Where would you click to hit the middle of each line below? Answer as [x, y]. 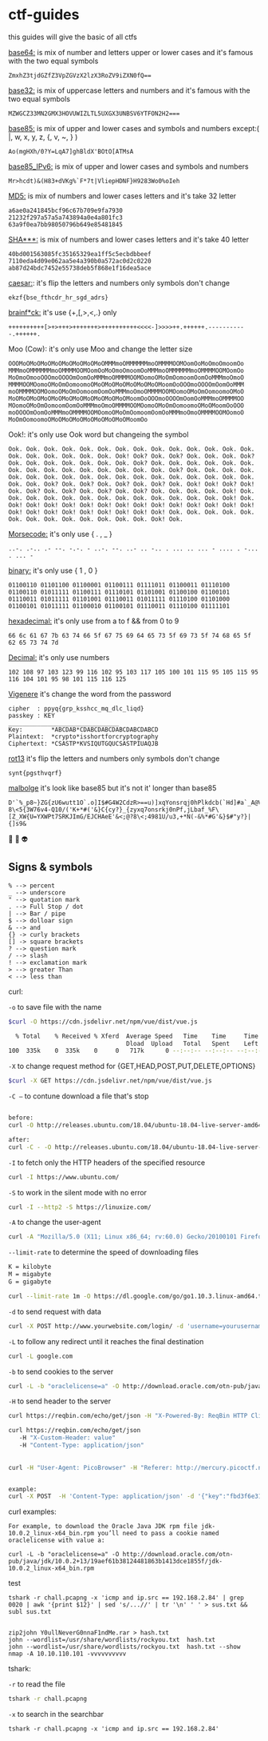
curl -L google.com [41, 1356]
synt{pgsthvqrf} [35, 773]
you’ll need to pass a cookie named [158, 1534]
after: [19, 1139]
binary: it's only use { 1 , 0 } [53, 570]
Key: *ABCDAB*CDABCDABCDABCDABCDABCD [83, 730]
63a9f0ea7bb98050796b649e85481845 [66, 224]
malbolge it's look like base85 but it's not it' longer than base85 [112, 788]
